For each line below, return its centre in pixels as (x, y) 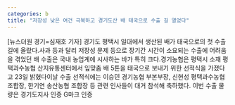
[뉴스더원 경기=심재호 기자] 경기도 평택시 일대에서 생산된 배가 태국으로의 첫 (110, 41)
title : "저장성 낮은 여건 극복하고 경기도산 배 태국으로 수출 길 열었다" (99, 20)
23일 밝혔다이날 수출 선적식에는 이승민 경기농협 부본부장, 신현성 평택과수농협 (120, 76)
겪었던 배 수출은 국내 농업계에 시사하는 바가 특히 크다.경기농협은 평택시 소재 (118, 59)
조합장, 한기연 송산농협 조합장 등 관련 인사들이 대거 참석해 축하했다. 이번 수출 (112, 85)
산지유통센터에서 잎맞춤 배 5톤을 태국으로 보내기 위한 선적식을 (122, 68)
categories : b (28, 14)
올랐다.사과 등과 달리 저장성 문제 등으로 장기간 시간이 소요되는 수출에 (114, 50)
